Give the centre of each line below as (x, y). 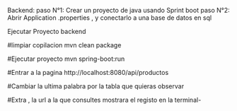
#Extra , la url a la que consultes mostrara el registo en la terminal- (104, 100)
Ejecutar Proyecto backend (47, 31)
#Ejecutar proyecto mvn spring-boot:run (66, 59)
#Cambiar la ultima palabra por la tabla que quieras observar (96, 86)
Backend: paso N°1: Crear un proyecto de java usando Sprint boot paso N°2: (118, 10)
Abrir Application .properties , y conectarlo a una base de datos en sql (110, 18)
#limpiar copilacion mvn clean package (64, 45)
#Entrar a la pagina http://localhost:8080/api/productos (88, 72)
